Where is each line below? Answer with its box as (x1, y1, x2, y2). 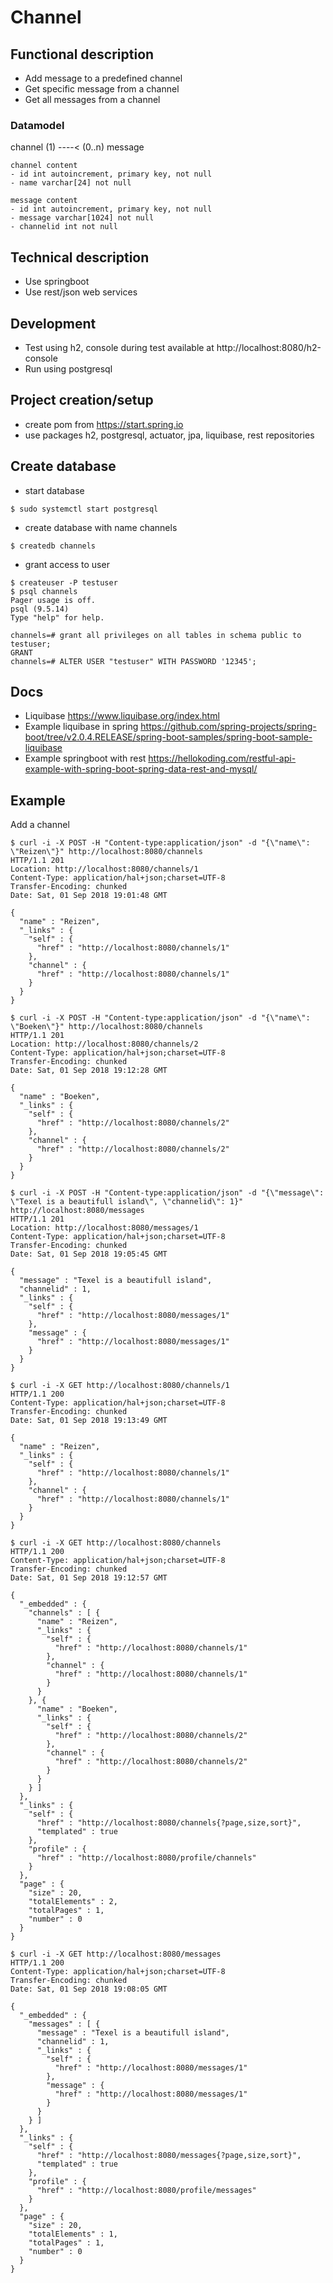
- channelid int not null (10, 222, 118, 232)
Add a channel (10, 819, 70, 831)
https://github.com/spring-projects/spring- (140, 721, 317, 733)
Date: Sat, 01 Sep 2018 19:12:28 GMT (10, 1066, 168, 1076)
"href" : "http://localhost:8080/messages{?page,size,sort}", (36, 2151, 302, 2161)
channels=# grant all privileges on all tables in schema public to (10, 630, 302, 640)
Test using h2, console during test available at (24, 341, 215, 353)
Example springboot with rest (24, 752, 147, 765)
